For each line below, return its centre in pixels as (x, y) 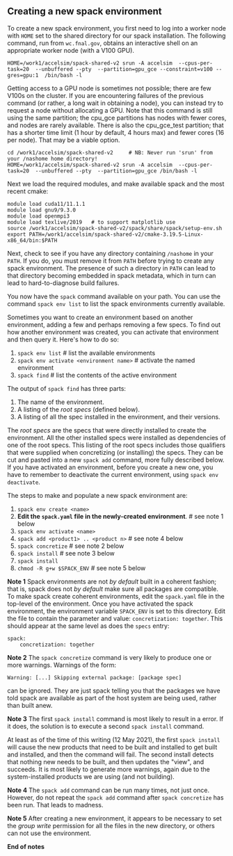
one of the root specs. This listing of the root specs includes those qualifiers (116, 445)
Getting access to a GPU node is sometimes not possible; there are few (109, 88)
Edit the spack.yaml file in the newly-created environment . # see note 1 (120, 516)
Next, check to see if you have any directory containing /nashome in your (111, 253)
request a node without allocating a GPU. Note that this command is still (110, 110)
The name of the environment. (61, 402)
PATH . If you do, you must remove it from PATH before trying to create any (111, 261)
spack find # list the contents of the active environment (97, 375)
